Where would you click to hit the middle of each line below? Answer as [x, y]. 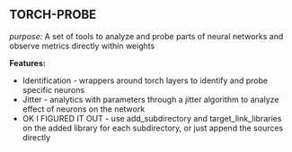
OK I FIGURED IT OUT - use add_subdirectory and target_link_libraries [152, 118]
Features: [28, 63]
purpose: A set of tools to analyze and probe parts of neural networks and [146, 36]
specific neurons [53, 89]
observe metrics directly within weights [82, 46]
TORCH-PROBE [53, 15]
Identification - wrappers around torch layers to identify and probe [145, 80]
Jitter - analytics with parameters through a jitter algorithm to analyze [150, 99]
